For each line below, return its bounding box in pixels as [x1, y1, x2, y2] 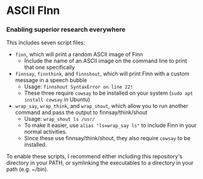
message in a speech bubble [15, 76, 87, 84]
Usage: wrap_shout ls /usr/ [24, 115, 96, 123]
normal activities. [24, 128, 67, 135]
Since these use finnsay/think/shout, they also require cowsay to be [24, 135, 191, 142]
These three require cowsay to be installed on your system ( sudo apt [24, 89, 193, 97]
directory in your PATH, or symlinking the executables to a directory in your [6, 159, 194, 167]
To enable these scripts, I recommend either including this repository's [6, 153, 183, 160]
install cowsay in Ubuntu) [24, 96, 90, 103]
